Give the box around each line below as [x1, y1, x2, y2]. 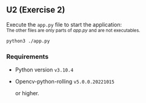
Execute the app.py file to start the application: [6, 21, 122, 28]
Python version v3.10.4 [15, 66, 74, 73]
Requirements [6, 52, 49, 61]
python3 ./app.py [6, 38, 50, 44]
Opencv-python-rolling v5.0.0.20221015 [15, 78, 115, 85]
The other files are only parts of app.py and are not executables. [6, 27, 141, 33]
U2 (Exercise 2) [6, 5, 65, 15]
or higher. [15, 89, 39, 96]
